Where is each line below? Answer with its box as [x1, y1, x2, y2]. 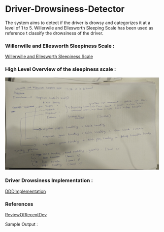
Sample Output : [5, 221, 38, 227]
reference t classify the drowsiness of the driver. [5, 30, 103, 36]
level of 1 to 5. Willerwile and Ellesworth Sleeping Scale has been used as [5, 25, 154, 30]
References [5, 201, 33, 207]
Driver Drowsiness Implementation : [5, 177, 93, 184]
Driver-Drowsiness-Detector [5, 3, 125, 15]
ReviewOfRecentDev [5, 212, 47, 218]
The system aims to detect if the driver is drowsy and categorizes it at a [5, 20, 151, 26]
